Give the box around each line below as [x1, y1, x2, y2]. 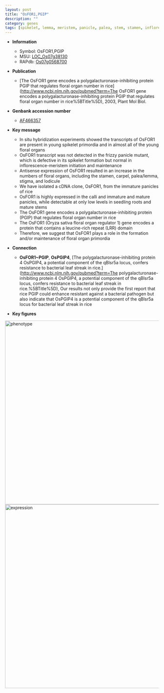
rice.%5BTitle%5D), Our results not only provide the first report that [19, 286, 156, 292]
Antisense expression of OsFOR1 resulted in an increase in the [19, 168, 145, 174]
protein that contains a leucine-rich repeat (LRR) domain [19, 225, 133, 231]
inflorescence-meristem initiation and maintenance [19, 163, 122, 169]
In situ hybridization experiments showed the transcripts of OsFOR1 [19, 137, 155, 143]
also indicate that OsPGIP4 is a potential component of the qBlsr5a [19, 296, 154, 302]
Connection [12, 245, 37, 251]
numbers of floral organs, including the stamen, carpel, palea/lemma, [19, 173, 159, 179]
